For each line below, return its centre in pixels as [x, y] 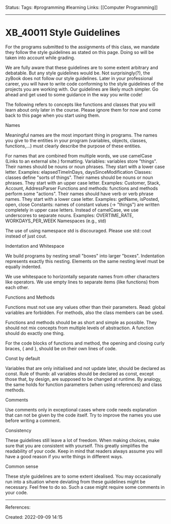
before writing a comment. [33, 421]
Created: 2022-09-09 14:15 [34, 517]
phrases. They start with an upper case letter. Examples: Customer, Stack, [83, 182]
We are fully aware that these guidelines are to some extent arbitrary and [82, 67]
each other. [17, 287]
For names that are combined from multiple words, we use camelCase [79, 155]
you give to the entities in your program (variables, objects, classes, [76, 140]
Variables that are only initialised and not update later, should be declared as [85, 368]
